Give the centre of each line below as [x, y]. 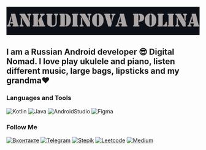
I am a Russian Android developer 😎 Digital [90, 52]
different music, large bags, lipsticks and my [93, 71]
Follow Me [22, 127]
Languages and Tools [39, 98]
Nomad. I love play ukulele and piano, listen [91, 62]
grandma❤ [28, 81]
